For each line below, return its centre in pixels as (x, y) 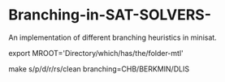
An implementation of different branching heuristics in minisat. (112, 37)
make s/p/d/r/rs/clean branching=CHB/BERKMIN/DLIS (99, 69)
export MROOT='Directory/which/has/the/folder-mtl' (96, 53)
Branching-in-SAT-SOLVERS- (110, 15)
